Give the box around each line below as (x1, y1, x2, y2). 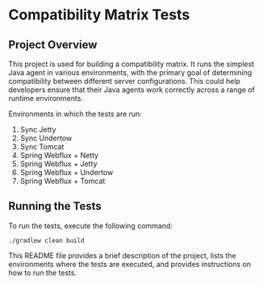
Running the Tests (8, 199, 102, 213)
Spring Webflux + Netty (19, 151, 99, 160)
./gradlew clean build (8, 236, 85, 244)
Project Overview (8, 38, 98, 52)
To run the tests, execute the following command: (8, 220, 173, 231)
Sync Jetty (19, 125, 56, 134)
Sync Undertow (19, 133, 73, 143)
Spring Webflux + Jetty (19, 159, 98, 169)
